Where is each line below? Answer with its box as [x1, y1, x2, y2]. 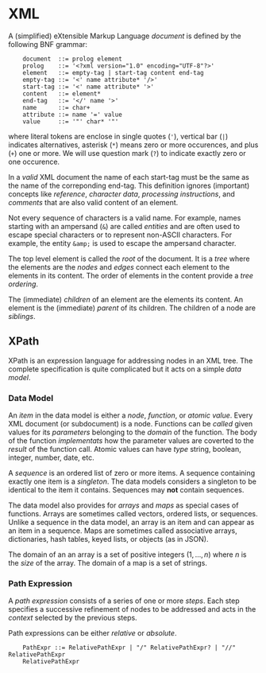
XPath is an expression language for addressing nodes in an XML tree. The [8, 356, 253, 365]
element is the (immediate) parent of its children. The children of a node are [8, 303, 256, 313]
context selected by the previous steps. [8, 613, 137, 623]
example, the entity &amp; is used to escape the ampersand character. [8, 238, 237, 247]
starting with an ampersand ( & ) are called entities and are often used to [8, 221, 241, 231]
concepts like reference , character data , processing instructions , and [8, 189, 236, 199]
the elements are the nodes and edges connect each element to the [8, 262, 230, 271]
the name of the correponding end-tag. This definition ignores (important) [8, 181, 250, 190]
